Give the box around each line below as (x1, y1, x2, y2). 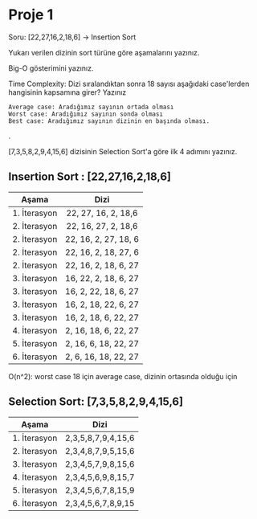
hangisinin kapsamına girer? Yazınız (8, 87, 127, 97)
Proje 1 (8, 6, 54, 24)
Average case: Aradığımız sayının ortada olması (8, 103, 174, 111)
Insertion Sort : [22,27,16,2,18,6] (8, 170, 171, 184)
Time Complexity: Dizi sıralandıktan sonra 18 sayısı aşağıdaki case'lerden (8, 79, 250, 88)
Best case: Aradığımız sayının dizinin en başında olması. (8, 116, 210, 125)
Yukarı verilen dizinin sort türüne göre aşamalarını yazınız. (8, 47, 200, 57)
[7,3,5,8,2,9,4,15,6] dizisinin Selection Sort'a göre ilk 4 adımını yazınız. (8, 146, 238, 156)
